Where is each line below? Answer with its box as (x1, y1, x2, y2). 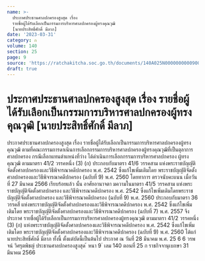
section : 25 (7, 49, 37, 55)
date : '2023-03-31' (7, 32, 57, 38)
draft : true (7, 65, 37, 72)
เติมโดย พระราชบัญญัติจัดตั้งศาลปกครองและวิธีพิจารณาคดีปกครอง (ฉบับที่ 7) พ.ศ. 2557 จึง (7, 208, 190, 215)
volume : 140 (7, 43, 37, 49)
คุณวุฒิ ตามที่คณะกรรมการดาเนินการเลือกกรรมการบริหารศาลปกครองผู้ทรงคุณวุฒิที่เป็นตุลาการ (7, 146, 193, 153)
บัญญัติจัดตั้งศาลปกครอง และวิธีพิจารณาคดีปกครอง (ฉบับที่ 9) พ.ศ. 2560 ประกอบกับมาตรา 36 (7, 194, 198, 201)
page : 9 (7, 54, 27, 60)
